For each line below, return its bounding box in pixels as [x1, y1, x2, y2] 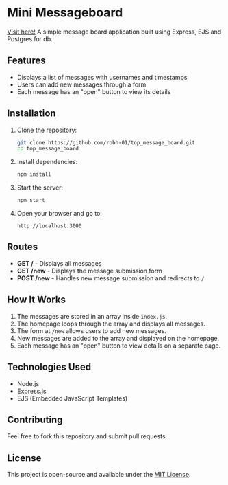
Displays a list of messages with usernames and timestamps [16, 73, 188, 81]
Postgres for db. [7, 34, 53, 43]
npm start [16, 197, 46, 204]
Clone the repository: [16, 126, 77, 134]
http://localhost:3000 [16, 223, 82, 229]
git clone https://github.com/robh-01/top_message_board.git [16, 139, 196, 146]
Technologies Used [7, 361, 91, 373]
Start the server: [16, 183, 64, 192]
